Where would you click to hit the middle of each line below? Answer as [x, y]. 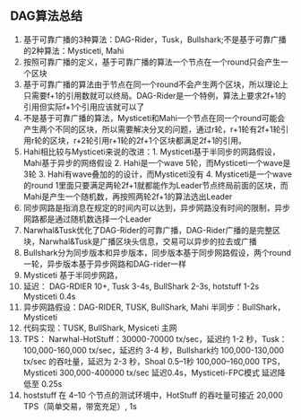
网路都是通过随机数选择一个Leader [87, 219]
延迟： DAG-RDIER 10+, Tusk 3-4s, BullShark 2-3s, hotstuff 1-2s [141, 286]
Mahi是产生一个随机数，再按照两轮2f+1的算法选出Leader [128, 197]
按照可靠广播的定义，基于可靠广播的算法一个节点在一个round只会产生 [152, 62]
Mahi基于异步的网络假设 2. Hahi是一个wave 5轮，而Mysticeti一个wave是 [157, 162]
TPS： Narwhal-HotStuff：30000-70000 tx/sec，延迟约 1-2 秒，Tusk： [155, 338]
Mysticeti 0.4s [49, 296]
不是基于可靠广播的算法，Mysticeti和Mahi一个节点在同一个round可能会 [154, 118]
